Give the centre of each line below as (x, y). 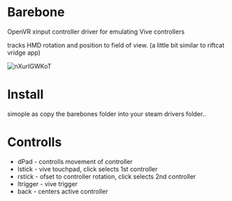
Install (26, 95)
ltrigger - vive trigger (48, 183)
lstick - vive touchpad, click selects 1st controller (87, 169)
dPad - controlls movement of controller (75, 161)
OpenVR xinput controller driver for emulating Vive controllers (96, 32)
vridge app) (24, 53)
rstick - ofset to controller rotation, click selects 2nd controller (107, 176)
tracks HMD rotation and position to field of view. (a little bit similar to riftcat (116, 45)
